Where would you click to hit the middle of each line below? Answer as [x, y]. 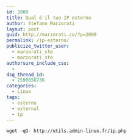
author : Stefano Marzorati [41, 23]
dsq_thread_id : [26, 75]
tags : [13, 97]
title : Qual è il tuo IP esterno [49, 18]
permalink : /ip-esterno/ [38, 40]
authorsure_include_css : [38, 63]
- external [26, 109]
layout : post [23, 29]
